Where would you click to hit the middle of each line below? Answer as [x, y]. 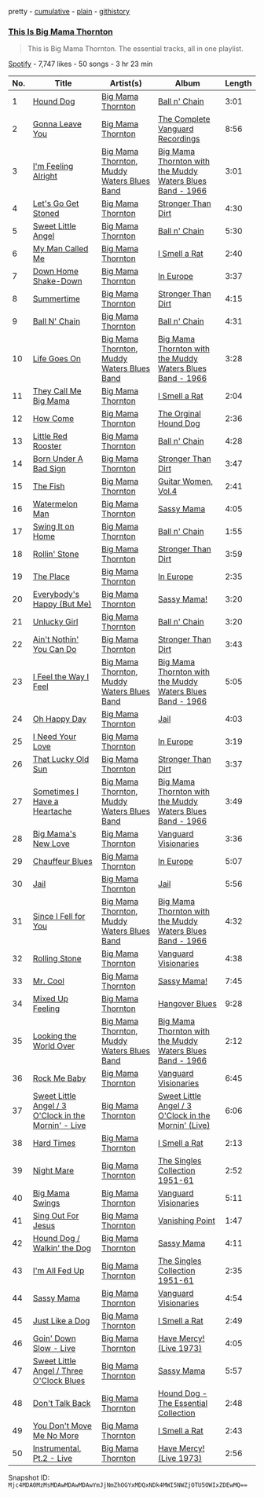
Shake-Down [57, 281]
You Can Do [55, 650]
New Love [51, 844]
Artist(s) [126, 83]
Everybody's [56, 595]
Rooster [47, 446]
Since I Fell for [59, 917]
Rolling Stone [57, 959]
